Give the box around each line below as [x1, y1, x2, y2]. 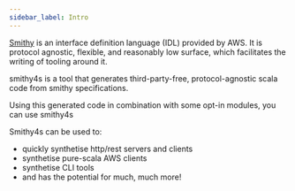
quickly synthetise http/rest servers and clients [21, 143, 193, 154]
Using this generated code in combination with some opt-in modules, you [9, 99, 276, 111]
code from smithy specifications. [9, 82, 129, 93]
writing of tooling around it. [9, 56, 108, 66]
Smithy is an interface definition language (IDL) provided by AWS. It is [9, 37, 263, 48]
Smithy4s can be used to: [9, 126, 102, 137]
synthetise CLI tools [21, 162, 95, 172]
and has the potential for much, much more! [21, 172, 182, 182]
